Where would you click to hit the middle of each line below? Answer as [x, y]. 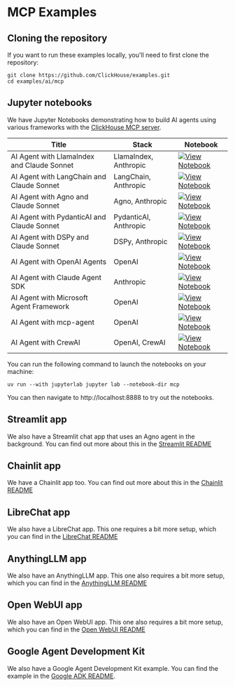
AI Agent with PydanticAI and [58, 217]
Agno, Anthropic [141, 201]
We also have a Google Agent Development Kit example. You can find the [113, 668]
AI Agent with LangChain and [59, 176]
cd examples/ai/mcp [36, 81]
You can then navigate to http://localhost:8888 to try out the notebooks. [111, 397]
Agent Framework [40, 306]
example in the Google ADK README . [61, 676]
